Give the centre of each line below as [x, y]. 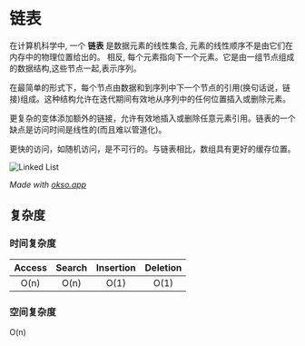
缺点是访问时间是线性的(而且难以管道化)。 [88, 129]
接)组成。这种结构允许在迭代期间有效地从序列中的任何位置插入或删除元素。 [150, 99]
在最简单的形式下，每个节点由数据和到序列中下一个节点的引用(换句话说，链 [150, 87]
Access [30, 267]
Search [72, 267]
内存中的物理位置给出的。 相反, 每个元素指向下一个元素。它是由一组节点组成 [152, 56]
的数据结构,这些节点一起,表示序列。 [76, 68]
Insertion [116, 267]
